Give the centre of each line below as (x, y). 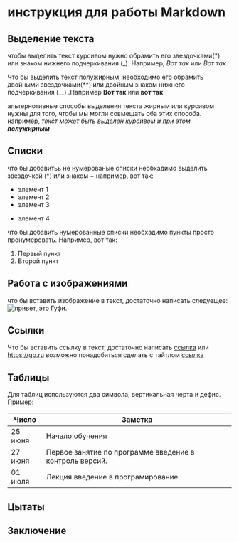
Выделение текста (51, 39)
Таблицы (28, 377)
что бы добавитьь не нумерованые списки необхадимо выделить (107, 168)
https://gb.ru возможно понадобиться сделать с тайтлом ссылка (106, 355)
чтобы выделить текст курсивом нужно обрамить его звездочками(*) (114, 55)
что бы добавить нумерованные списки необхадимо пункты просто (111, 232)
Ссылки (26, 330)
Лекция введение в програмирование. (113, 477)
